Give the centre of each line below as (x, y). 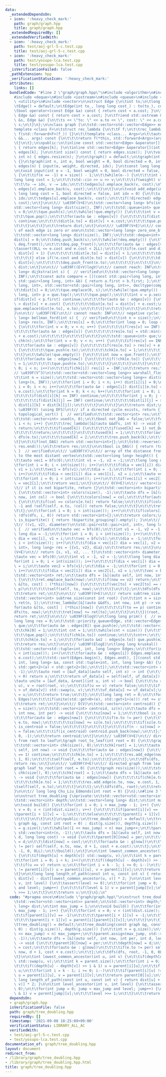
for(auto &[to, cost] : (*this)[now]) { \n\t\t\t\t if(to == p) (79, 607)
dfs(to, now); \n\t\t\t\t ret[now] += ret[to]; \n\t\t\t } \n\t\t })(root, (87, 612)
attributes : (22, 83)
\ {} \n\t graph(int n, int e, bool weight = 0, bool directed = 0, (84, 161)
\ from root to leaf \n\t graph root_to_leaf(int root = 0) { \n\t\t (84, 741)
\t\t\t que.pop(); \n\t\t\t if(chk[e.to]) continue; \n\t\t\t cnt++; (82, 635)
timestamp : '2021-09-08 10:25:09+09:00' (52, 1021)
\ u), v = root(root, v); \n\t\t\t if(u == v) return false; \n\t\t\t (85, 685)
